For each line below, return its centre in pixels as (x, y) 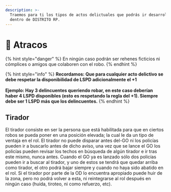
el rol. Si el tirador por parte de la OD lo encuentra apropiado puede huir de (84, 173)
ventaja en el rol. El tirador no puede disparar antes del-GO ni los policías (82, 140)
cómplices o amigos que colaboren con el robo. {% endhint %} (71, 64)
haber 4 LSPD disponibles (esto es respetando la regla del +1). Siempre (82, 96)
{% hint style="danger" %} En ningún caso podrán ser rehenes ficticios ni (83, 59)
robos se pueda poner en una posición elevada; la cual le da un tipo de (79, 135)
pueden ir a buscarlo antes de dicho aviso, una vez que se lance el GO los (83, 146)
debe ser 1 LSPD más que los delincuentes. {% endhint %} (67, 101)
